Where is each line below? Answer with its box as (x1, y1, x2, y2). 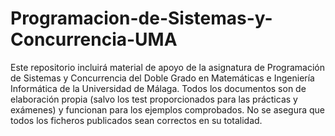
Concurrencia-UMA (10, 28, 178, 51)
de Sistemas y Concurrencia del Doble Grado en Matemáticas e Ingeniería (10, 72, 315, 84)
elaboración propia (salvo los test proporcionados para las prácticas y (10, 93, 298, 105)
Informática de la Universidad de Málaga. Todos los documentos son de (10, 82, 307, 94)
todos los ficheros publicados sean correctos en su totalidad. (10, 114, 263, 126)
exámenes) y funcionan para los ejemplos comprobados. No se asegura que (10, 103, 326, 116)
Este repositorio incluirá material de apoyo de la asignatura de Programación (10, 61, 326, 73)
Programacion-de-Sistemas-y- (10, 7, 273, 30)
